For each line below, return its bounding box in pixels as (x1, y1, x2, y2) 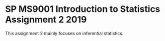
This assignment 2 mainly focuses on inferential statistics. (5, 30, 124, 36)
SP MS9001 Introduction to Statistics (5, 3, 161, 15)
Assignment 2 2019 (5, 14, 87, 25)
